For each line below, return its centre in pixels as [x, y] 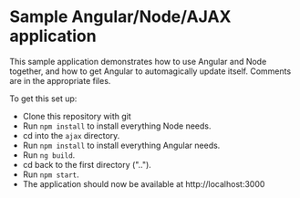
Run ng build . [49, 155]
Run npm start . [51, 174]
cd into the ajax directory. [71, 135]
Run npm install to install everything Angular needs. [121, 145]
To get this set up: [43, 99]
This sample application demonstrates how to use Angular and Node [138, 61]
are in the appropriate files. [60, 80]
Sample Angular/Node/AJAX [120, 17]
